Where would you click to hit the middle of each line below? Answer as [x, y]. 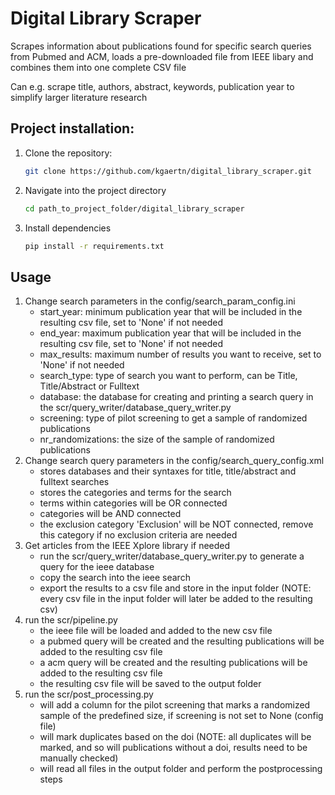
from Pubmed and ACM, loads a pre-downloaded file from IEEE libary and [162, 56]
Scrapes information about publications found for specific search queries [161, 46]
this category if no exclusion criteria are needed [138, 535]
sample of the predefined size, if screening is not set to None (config [181, 716]
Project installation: [72, 128]
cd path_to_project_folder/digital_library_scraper [134, 208]
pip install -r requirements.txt [94, 246]
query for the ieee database [97, 567]
